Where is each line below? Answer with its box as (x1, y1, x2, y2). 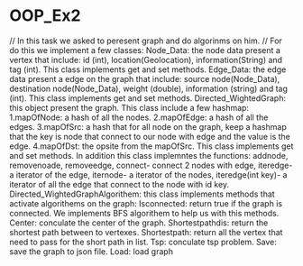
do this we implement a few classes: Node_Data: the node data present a (9, 44, 281, 55)
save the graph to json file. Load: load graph (9, 245, 174, 257)
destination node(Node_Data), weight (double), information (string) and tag (9, 83, 289, 94)
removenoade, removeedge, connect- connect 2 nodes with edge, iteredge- (9, 160, 293, 170)
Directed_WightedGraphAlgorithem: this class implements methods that (9, 188, 275, 199)
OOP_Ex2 (9, 5, 81, 26)
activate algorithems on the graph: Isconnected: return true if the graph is (9, 197, 282, 208)
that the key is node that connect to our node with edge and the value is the (9, 131, 290, 142)
